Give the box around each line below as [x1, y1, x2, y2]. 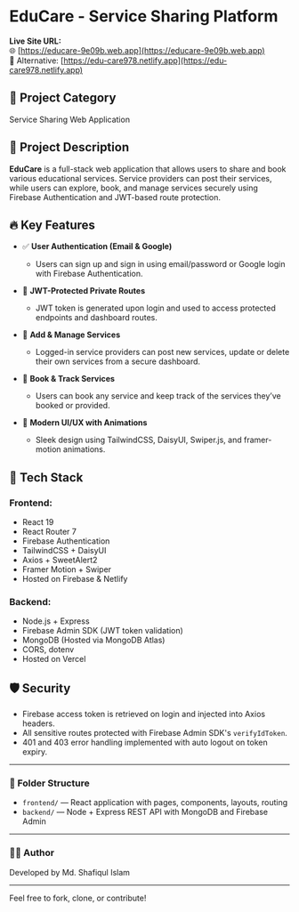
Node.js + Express [21, 616, 91, 626]
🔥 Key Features [9, 217, 96, 232]
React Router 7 [21, 527, 77, 537]
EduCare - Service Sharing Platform [9, 6, 279, 27]
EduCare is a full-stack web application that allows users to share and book [9, 163, 287, 174]
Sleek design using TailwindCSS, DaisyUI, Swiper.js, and [35, 434, 242, 446]
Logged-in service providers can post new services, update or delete [35, 347, 290, 358]
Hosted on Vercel [21, 654, 86, 665]
